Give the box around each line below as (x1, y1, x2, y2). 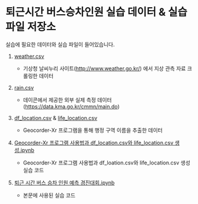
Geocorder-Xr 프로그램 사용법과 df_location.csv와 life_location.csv (14, 139, 174, 146)
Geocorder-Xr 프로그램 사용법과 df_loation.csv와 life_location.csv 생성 (23, 159, 191, 166)
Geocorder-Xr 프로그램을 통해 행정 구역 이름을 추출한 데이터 (23, 127, 163, 134)
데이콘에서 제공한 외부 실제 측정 (23, 96, 96, 103)
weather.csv (14, 53, 44, 60)
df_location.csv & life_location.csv (14, 114, 98, 121)
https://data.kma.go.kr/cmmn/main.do (25, 103, 118, 110)
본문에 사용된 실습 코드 (23, 192, 76, 199)
